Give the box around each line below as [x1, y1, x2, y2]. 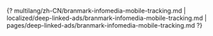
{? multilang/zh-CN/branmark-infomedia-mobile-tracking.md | [6, 7, 186, 15]
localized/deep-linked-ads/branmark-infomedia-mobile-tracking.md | [6, 14, 207, 22]
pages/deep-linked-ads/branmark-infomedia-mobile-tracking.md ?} [6, 21, 202, 29]
